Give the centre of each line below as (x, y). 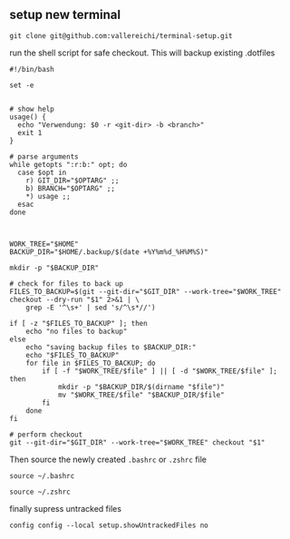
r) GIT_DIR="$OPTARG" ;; (72, 181)
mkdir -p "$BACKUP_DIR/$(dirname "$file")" (141, 387)
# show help (32, 109)
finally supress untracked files (66, 508)
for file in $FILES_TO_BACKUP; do (91, 363)
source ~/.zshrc (40, 492)
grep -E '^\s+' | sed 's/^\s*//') (91, 308)
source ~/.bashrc (42, 475)
